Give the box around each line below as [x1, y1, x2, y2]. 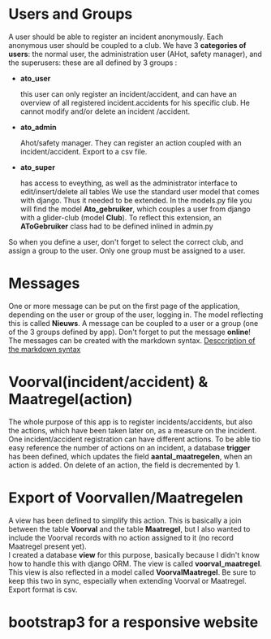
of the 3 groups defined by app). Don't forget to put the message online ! [8, 327, 252, 337]
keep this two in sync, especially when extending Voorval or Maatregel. [8, 576, 247, 585]
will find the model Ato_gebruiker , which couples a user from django [19, 204, 251, 214]
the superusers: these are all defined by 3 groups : [8, 58, 178, 67]
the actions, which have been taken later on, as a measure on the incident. [8, 425, 257, 435]
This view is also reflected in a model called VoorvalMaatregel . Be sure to [8, 567, 256, 577]
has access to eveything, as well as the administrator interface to [19, 178, 238, 188]
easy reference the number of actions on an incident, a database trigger [8, 442, 251, 452]
